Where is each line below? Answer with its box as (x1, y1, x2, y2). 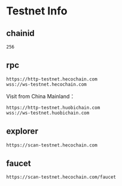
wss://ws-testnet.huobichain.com (6, 110, 90, 116)
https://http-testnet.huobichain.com (6, 104, 100, 110)
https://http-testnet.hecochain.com (6, 76, 97, 82)
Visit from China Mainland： (6, 92, 75, 100)
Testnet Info (6, 4, 68, 18)
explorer (6, 126, 39, 136)
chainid (6, 28, 35, 38)
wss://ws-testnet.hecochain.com (6, 81, 87, 88)
